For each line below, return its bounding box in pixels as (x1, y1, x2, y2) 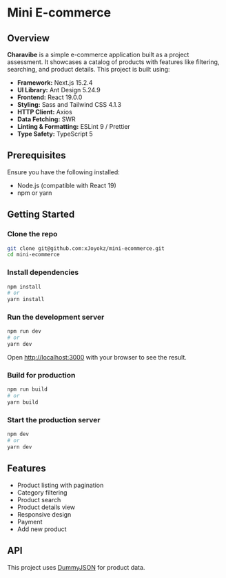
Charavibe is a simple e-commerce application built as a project (7, 50, 189, 59)
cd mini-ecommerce (7, 251, 60, 258)
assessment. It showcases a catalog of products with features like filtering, (7, 58, 220, 66)
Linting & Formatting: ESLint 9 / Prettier (17, 123, 131, 130)
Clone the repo (7, 229, 58, 239)
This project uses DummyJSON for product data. (7, 563, 145, 571)
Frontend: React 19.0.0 (17, 93, 83, 101)
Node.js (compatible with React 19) (17, 181, 117, 189)
